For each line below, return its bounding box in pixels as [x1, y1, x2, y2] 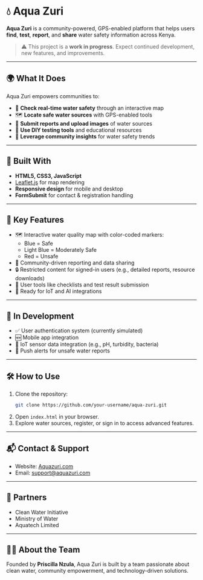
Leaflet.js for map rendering [14, 178, 85, 186]
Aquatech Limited [14, 521, 59, 528]
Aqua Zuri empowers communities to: [6, 92, 100, 99]
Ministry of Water [14, 514, 59, 522]
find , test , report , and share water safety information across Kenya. [6, 31, 176, 38]
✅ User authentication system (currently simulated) [14, 327, 143, 334]
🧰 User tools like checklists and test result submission [14, 281, 149, 289]
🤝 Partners [6, 493, 47, 503]
